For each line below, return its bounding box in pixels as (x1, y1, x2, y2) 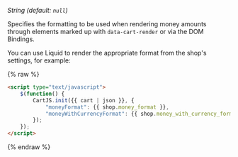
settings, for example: (7, 56, 71, 65)
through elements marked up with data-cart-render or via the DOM (7, 28, 204, 36)
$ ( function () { (20, 90, 65, 97)
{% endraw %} (7, 143, 51, 151)
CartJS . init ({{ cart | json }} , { (33, 97, 135, 104)
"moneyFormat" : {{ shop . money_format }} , (45, 103, 170, 111)
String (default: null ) (7, 6, 69, 14)
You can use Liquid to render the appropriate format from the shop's (7, 49, 207, 57)
